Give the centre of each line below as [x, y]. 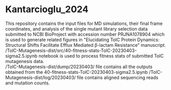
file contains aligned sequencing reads [118, 77]
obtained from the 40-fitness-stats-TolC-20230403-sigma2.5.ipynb [77, 72]
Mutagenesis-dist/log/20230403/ [41, 77]
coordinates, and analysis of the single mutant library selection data [77, 28]
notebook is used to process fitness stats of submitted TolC [101, 56]
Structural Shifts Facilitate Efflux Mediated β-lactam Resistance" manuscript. [86, 45]
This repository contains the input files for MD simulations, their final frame [84, 23]
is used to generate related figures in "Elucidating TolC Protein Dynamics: [82, 40]
